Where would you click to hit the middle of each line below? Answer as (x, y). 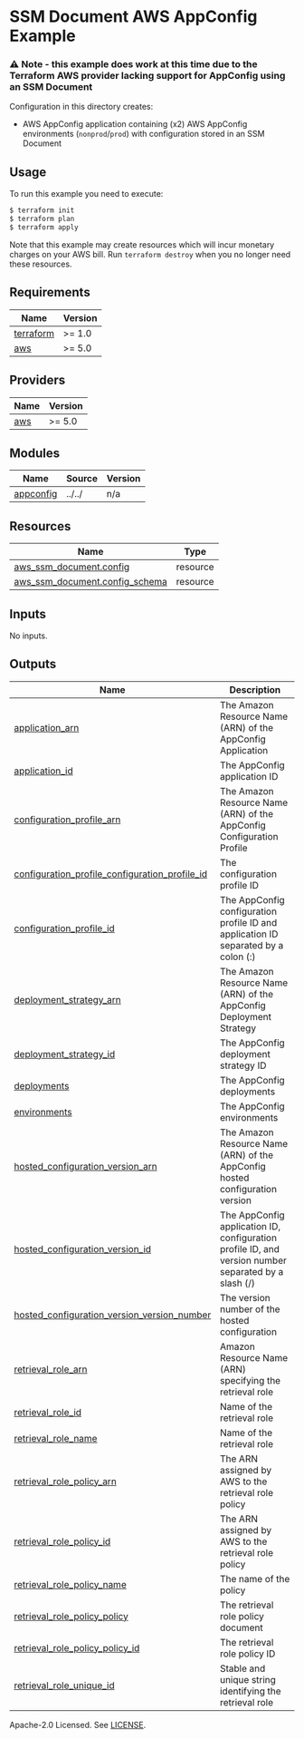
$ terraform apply (44, 228)
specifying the (251, 1380)
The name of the (255, 1579)
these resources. (41, 264)
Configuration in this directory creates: (81, 107)
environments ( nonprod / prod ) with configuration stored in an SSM (143, 134)
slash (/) (237, 1283)
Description (255, 689)
